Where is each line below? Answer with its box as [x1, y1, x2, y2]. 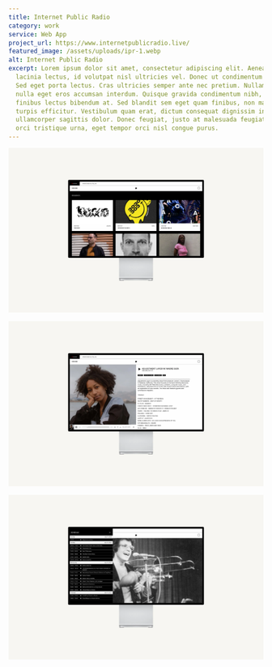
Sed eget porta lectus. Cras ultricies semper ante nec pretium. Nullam [15, 81, 266, 89]
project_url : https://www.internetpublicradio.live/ [8, 39, 190, 47]
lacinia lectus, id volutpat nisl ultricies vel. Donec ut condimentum [15, 73, 263, 81]
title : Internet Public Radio [8, 13, 111, 21]
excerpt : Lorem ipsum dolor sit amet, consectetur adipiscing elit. [8, 65, 244, 73]
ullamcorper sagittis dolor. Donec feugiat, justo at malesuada [15, 116, 237, 124]
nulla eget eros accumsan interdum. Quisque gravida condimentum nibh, [15, 90, 263, 98]
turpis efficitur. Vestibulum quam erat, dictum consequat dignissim [15, 107, 255, 115]
